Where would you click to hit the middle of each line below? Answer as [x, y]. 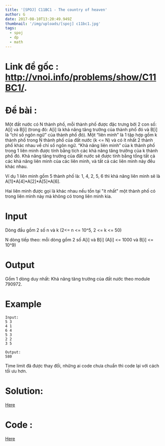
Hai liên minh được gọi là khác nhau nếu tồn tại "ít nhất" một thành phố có [81, 191]
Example [23, 304]
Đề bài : [21, 111]
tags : [11, 28]
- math [16, 42]
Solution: [24, 391]
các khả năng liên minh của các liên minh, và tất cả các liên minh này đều [80, 161]
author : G [15, 14]
